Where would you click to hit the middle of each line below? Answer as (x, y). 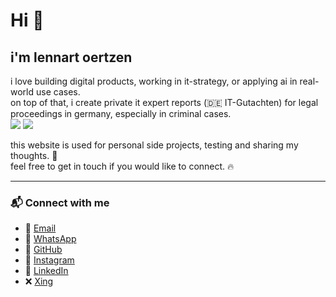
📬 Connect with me (60, 202)
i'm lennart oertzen (71, 57)
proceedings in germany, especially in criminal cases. (121, 113)
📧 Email (40, 228)
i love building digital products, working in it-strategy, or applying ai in (154, 81)
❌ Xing (39, 281)
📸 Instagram (49, 260)
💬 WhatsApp (50, 239)
